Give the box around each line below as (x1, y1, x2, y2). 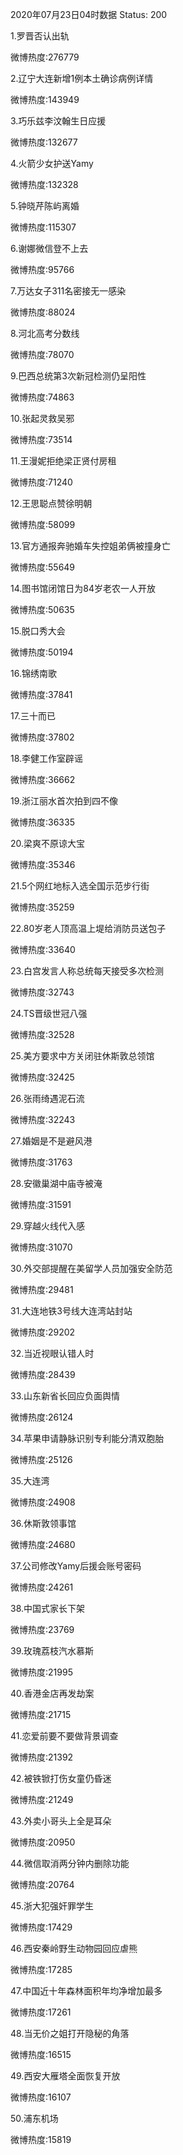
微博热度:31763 (10, 1156, 73, 1168)
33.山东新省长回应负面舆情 (10, 1390, 121, 1402)
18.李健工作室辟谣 (10, 753, 84, 764)
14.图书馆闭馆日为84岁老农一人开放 (10, 583, 157, 594)
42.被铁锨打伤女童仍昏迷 (10, 1773, 112, 1784)
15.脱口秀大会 (10, 625, 66, 637)
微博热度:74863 (10, 391, 75, 403)
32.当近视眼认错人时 (10, 1348, 95, 1359)
